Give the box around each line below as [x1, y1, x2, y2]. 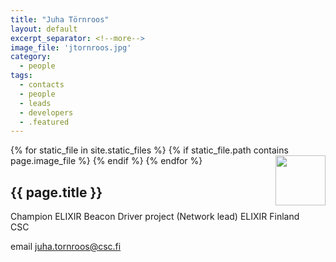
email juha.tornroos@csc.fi [10, 241, 122, 253]
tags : [10, 71, 33, 81]
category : [10, 52, 52, 62]
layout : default [10, 24, 78, 34]
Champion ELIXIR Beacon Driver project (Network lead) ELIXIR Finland [10, 211, 300, 223]
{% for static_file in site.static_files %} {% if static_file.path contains [10, 144, 289, 156]
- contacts [19, 80, 65, 90]
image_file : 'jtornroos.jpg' [10, 42, 132, 53]
